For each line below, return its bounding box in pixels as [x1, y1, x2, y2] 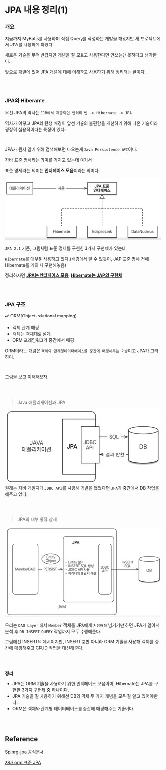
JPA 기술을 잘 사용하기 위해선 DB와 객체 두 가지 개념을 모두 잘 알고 [12, 693, 141, 699]
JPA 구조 [5, 301, 26, 308]
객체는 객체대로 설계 [12, 331, 51, 337]
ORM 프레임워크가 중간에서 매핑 [12, 337, 74, 343]
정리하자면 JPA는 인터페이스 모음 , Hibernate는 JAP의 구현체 [5, 272, 123, 278]
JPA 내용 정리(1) [5, 4, 68, 16]
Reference [5, 735, 38, 743]
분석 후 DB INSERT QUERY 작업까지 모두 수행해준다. [5, 628, 102, 634]
